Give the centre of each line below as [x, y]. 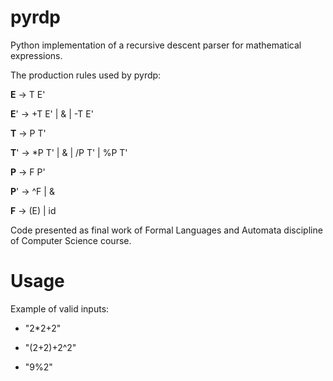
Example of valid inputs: [60, 308]
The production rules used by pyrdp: [86, 75]
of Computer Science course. [71, 240]
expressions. [36, 55]
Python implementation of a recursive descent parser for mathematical [156, 45]
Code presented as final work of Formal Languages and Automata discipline [166, 230]
